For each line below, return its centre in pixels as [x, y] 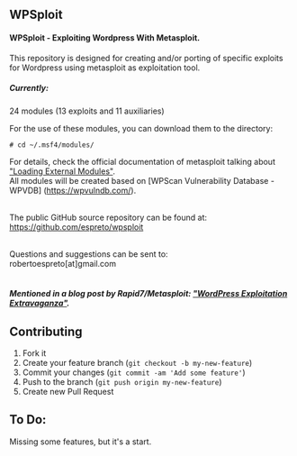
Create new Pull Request [68, 391]
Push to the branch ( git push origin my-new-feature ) [122, 381]
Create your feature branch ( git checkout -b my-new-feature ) [137, 362]
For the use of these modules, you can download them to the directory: [141, 128]
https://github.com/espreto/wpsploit [76, 227]
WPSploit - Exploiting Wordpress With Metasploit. [105, 37]
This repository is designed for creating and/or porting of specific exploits [146, 58]
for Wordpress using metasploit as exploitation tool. [105, 68]
